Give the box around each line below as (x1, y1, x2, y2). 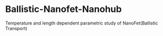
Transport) (5, 25, 28, 31)
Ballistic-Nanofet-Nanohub (5, 3, 122, 15)
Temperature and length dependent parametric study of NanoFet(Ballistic (5, 20, 158, 26)
